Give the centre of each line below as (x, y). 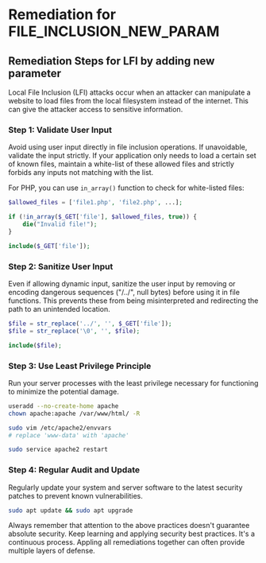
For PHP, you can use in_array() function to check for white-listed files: (126, 188)
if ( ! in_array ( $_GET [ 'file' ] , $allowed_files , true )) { (102, 217)
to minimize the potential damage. (64, 391)
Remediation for (62, 15)
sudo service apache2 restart (58, 450)
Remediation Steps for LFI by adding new (112, 61)
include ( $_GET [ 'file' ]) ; (49, 246)
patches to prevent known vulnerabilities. (75, 495)
